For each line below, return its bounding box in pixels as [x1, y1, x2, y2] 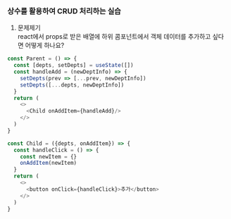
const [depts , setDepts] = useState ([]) [13, 62, 134, 69]
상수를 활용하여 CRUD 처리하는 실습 [7, 6, 121, 15]
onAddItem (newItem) [20, 160, 77, 167]
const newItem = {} [20, 153, 77, 160]
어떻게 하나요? [25, 41, 65, 50]
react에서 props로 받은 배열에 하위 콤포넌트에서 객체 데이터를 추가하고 [17, 32, 211, 41]
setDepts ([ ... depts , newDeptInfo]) [20, 81, 125, 89]
